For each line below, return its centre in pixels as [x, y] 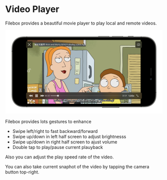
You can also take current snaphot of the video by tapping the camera [77, 167]
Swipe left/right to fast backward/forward [55, 131]
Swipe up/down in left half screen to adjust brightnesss [69, 137]
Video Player [32, 9]
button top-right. [22, 172]
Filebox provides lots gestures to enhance [48, 122]
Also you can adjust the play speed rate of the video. [59, 157]
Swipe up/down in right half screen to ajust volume [65, 142]
